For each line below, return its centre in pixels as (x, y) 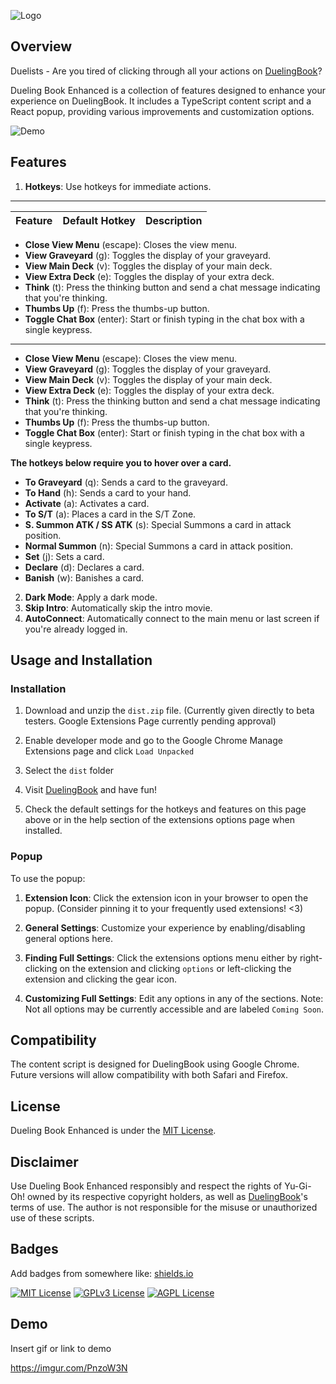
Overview (41, 46)
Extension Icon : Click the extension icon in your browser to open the (166, 897)
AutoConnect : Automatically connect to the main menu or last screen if (172, 618)
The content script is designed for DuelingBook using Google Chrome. (155, 1064)
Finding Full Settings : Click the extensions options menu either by (161, 957)
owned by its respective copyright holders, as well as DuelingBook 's (167, 1197)
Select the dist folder (69, 771)
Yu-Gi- (298, 1186)
